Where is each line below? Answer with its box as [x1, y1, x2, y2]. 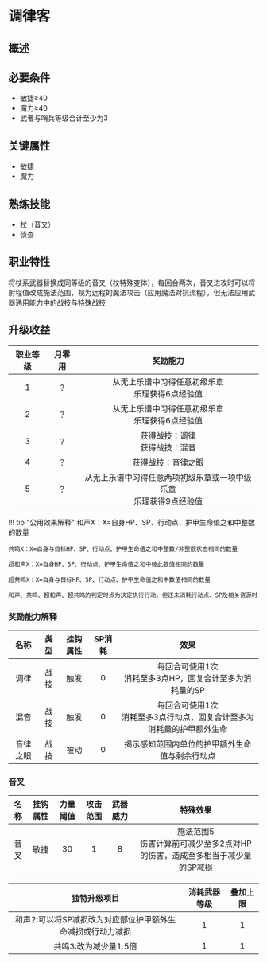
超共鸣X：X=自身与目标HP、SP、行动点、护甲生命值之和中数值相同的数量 [8, 575, 211, 583]
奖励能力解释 [8, 610, 58, 622]
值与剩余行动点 [160, 750, 216, 761]
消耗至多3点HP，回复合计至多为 [124, 673, 244, 684]
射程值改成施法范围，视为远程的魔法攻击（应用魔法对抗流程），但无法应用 [8, 287, 249, 297]
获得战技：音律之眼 [132, 457, 204, 468]
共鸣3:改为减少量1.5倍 [53, 941, 137, 952]
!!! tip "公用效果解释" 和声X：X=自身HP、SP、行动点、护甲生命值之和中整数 [8, 517, 256, 527]
